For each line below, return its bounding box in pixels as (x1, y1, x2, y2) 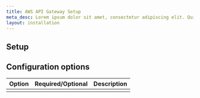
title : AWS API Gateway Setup (6, 8, 82, 15)
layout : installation (6, 20, 60, 26)
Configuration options (6, 62, 90, 72)
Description (93, 80, 128, 88)
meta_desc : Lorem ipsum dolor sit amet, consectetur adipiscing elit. (6, 14, 185, 20)
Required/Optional (35, 80, 88, 88)
